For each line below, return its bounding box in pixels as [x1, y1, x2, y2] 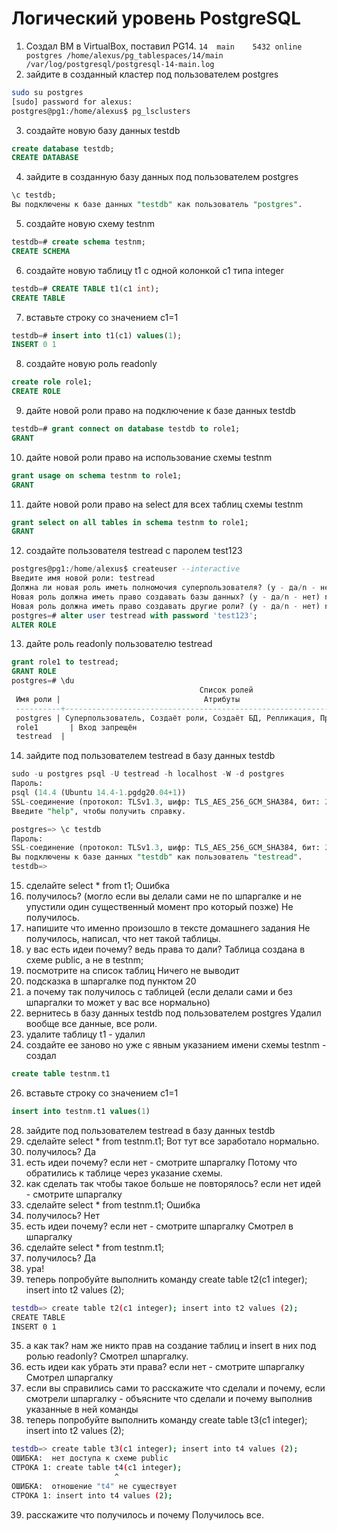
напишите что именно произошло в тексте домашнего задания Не [25, 922, 311, 934]
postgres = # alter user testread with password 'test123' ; [11, 610, 258, 621]
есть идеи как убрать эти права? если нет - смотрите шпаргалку [25, 1361, 305, 1373]
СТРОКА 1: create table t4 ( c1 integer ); [11, 1463, 183, 1473]
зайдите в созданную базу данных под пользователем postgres [25, 171, 299, 183]
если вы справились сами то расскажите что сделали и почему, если [25, 1382, 326, 1394]
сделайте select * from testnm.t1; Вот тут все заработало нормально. [25, 1135, 320, 1147]
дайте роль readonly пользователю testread [25, 638, 213, 650]
